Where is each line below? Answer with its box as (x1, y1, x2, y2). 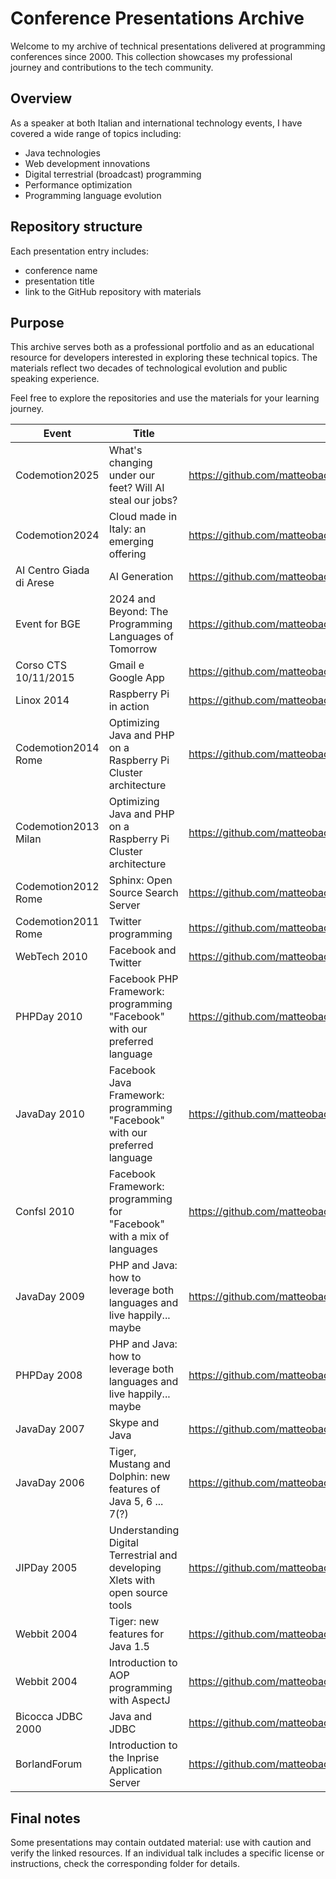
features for (108, 1627, 165, 1641)
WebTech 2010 (15, 950, 88, 964)
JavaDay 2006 (15, 1476, 85, 1490)
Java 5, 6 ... (108, 1495, 164, 1509)
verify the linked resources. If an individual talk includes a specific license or (10, 1847, 325, 1859)
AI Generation (108, 570, 174, 584)
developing (108, 1561, 162, 1575)
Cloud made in (108, 510, 178, 524)
